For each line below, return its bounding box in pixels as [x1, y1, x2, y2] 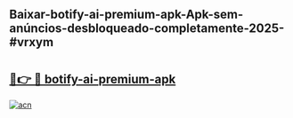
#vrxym [9, 35, 54, 50]
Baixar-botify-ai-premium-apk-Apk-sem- [9, 7, 244, 22]
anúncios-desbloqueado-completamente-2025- [9, 21, 285, 36]
